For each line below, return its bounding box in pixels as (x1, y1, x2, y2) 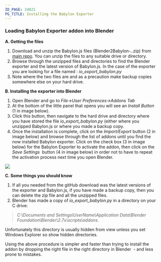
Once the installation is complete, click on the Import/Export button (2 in (12, 128, 156, 134)
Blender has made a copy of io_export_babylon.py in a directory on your (12, 197, 156, 203)
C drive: (12, 202, 28, 208)
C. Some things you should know (5, 172, 73, 178)
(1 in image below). (12, 108, 50, 114)
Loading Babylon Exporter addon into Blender (5, 28, 115, 34)
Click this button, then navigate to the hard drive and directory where (12, 113, 150, 119)
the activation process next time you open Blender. (12, 154, 114, 160)
